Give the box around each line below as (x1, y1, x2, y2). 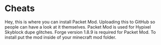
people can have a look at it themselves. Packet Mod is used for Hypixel (4, 24, 151, 30)
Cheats (4, 3, 35, 14)
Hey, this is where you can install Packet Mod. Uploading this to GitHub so (4, 19, 156, 25)
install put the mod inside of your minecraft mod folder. (4, 34, 117, 40)
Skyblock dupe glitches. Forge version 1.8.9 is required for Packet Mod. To (4, 29, 156, 35)
